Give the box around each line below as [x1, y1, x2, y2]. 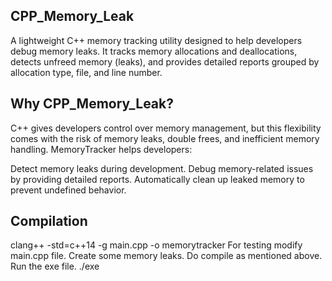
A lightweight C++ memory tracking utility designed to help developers [10, 34, 303, 46]
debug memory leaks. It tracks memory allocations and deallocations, [10, 45, 298, 57]
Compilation [10, 213, 88, 230]
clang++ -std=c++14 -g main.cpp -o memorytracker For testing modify [10, 239, 303, 251]
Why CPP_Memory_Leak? [10, 95, 174, 113]
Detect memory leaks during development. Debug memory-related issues [10, 162, 314, 174]
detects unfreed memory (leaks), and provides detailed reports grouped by [10, 55, 320, 68]
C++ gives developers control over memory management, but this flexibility [10, 122, 322, 134]
